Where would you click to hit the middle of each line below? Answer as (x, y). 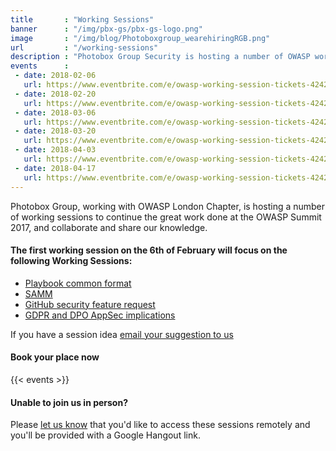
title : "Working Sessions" (82, 19)
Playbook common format (78, 283)
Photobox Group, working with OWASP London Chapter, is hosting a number (168, 206)
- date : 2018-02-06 (55, 76)
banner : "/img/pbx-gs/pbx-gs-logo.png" (106, 29)
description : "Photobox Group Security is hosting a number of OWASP (160, 57)
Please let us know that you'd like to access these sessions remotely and (160, 425)
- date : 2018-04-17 (55, 168)
